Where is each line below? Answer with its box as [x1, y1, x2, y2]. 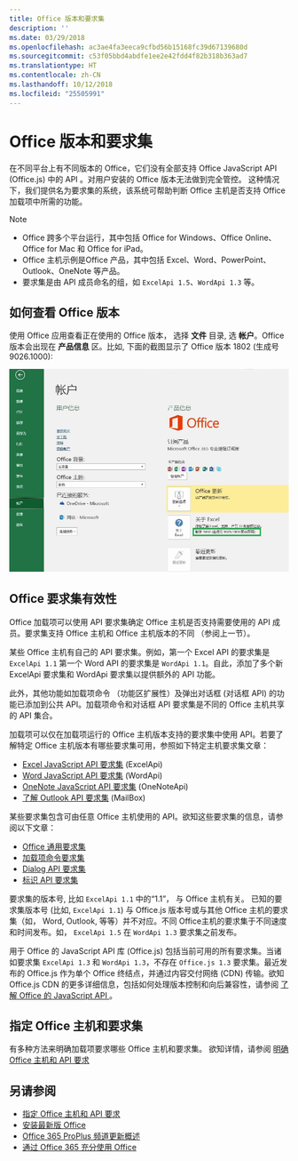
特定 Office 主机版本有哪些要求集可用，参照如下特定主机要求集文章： [16, 740, 269, 750]
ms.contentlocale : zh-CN [9, 71, 101, 80]
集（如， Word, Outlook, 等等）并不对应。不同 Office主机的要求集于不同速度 [9, 916, 287, 926]
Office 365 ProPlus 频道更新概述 [21, 1131, 140, 1141]
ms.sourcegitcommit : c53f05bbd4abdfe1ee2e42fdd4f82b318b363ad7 [9, 52, 248, 61]
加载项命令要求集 [21, 852, 85, 862]
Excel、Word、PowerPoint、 [166, 254, 271, 265]
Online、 [245, 232, 277, 243]
